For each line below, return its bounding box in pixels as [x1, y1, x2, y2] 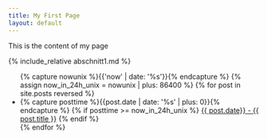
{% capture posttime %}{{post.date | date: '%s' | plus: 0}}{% [19, 97, 221, 106]
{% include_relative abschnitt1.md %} [8, 56, 132, 66]
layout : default [8, 19, 62, 27]
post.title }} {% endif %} [19, 114, 100, 123]
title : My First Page [8, 11, 80, 20]
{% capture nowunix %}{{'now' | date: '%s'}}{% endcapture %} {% [19, 71, 241, 81]
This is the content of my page [8, 41, 109, 50]
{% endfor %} [19, 122, 66, 132]
